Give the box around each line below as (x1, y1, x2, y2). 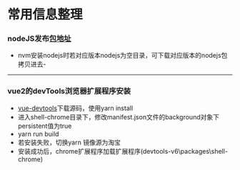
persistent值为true (17, 122, 72, 130)
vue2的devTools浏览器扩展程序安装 (7, 86, 131, 96)
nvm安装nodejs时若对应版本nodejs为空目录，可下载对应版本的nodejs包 (17, 51, 228, 60)
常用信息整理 (7, 6, 84, 23)
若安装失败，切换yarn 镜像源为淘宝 (17, 138, 121, 147)
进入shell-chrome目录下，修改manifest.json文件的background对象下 (17, 112, 220, 121)
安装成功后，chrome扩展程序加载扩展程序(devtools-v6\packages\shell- (17, 147, 229, 155)
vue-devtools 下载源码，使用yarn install (17, 104, 134, 112)
